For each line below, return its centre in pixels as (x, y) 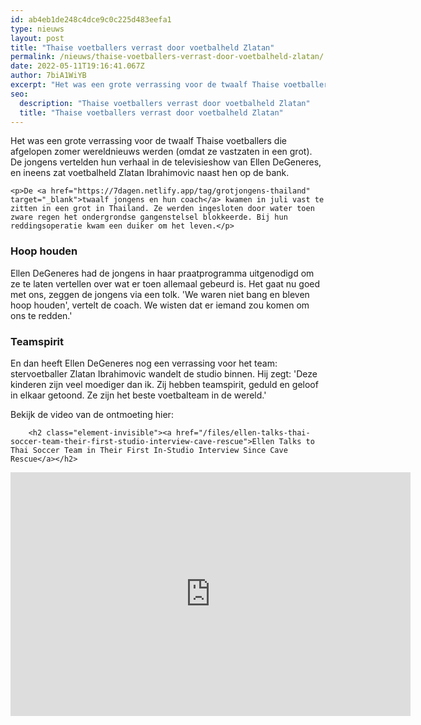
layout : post (37, 38)
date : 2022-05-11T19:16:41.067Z (77, 66)
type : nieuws (37, 29)
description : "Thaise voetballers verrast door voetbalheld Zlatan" (165, 103)
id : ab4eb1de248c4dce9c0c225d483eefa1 (91, 19)
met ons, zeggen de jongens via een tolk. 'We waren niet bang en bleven (160, 294)
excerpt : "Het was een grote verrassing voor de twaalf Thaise (145, 85)
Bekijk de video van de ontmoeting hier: (92, 414)
